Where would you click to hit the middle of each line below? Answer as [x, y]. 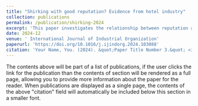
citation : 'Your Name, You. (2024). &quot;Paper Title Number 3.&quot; [96, 50]
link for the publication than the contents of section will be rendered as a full [98, 73]
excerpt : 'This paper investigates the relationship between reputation [97, 28]
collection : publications [38, 17]
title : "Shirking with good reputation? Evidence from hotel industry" [96, 11]
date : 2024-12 [24, 34]
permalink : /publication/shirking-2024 [55, 22]
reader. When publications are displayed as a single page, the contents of [95, 85]
